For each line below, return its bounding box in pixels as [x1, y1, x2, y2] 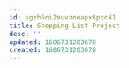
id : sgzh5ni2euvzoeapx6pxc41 [9, 12, 117, 22]
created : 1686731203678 [9, 46, 97, 55]
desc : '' [9, 29, 42, 38]
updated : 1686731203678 [9, 37, 97, 47]
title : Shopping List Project [9, 21, 121, 30]
